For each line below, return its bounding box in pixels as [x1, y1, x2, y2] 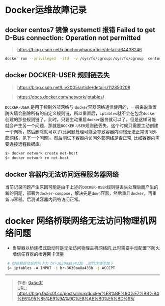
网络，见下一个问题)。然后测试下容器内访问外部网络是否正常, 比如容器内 [9, 135, 156, 141]
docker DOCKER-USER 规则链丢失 [5, 71, 110, 79]
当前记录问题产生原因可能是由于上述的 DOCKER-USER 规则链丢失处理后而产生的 [5, 184, 159, 190]
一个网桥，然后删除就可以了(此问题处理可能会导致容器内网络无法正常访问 [5, 128, 153, 134]
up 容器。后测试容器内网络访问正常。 [9, 196, 83, 202]
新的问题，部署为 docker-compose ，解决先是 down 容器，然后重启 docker [5, 190, 144, 196]
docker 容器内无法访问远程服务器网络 [5, 170, 119, 179]
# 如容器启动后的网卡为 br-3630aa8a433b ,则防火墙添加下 [7, 261, 114, 266]
